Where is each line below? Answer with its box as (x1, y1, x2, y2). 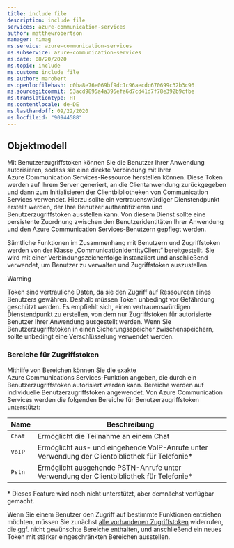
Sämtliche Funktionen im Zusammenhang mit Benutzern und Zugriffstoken (7, 239, 221, 247)
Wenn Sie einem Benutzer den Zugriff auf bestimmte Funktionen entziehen (7, 510, 221, 519)
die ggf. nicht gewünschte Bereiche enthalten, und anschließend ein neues (7, 525, 222, 533)
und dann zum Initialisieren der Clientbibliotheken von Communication (7, 188, 208, 196)
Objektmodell (7, 140, 68, 152)
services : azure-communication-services (7, 23, 127, 30)
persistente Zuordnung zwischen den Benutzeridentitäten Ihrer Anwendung (7, 218, 224, 226)
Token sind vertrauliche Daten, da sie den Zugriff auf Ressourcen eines (7, 288, 211, 297)
